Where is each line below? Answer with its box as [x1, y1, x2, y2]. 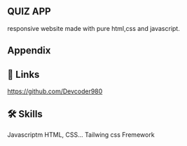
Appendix [7, 45, 51, 57]
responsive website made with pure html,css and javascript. [7, 24, 180, 32]
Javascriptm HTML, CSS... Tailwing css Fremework [7, 130, 155, 139]
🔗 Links [7, 68, 40, 80]
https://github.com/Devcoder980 [7, 87, 103, 95]
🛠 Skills [7, 108, 43, 120]
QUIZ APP [7, 6, 51, 18]
